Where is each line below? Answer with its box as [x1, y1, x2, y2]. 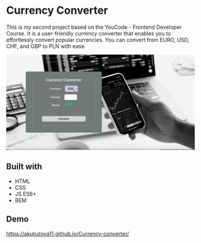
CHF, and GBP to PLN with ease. [6, 43, 86, 50]
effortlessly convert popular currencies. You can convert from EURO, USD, [6, 36, 190, 43]
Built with [6, 161, 42, 172]
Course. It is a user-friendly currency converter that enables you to [6, 29, 172, 37]
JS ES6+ [14, 190, 37, 197]
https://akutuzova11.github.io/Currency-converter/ [6, 230, 130, 237]
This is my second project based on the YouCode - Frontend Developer [6, 23, 182, 31]
